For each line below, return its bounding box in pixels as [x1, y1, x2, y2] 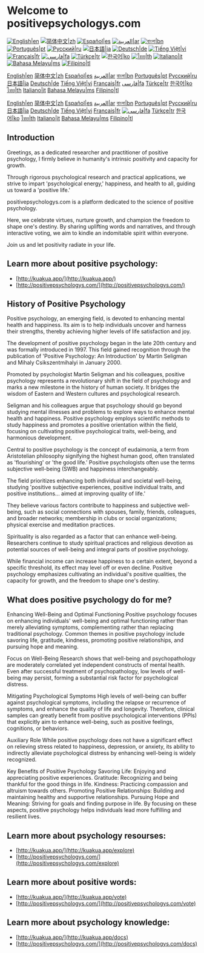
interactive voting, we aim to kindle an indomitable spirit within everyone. [7, 229, 189, 236]
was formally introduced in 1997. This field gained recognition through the [7, 346, 191, 353]
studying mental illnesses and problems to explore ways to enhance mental [7, 408, 195, 416]
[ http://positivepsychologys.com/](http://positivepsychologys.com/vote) [15, 900, 196, 907]
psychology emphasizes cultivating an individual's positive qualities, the [7, 571, 186, 578]
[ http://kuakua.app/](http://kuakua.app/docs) [15, 934, 129, 941]
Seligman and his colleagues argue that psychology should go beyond [7, 402, 182, 409]
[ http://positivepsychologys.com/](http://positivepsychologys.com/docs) [15, 940, 197, 947]
